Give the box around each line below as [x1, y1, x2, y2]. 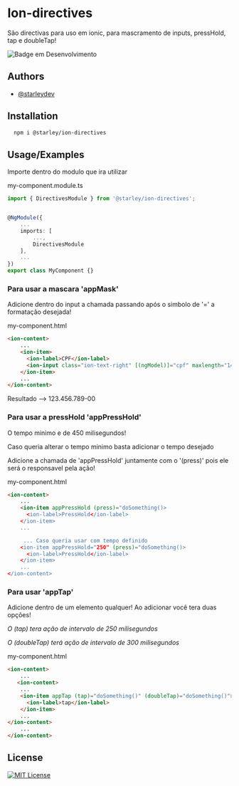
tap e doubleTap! [7, 36, 57, 44]
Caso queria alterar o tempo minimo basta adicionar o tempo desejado [7, 442, 214, 451]
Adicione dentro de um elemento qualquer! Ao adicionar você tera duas [7, 603, 217, 612]
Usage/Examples [7, 148, 85, 161]
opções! [7, 611, 31, 619]
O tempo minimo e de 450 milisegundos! [7, 429, 127, 437]
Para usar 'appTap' [7, 587, 74, 597]
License [7, 752, 43, 764]
